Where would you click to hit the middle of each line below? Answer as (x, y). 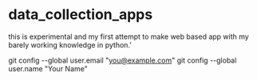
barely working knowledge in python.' (70, 44)
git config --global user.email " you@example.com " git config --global (123, 60)
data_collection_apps (81, 15)
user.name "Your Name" (48, 68)
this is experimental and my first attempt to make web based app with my (128, 36)
